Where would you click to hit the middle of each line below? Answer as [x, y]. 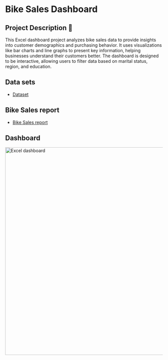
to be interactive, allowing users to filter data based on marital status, [76, 61]
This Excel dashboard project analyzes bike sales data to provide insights [81, 40]
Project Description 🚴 [39, 28]
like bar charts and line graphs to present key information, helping [73, 50]
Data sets [20, 82]
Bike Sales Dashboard [51, 9]
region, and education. [28, 67]
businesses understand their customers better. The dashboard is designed [82, 56]
